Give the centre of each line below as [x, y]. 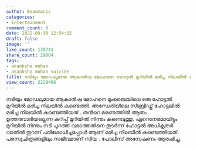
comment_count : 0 [27, 28]
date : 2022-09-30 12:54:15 [39, 33]
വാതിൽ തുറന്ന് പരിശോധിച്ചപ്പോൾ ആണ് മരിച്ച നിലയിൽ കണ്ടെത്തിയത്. [93, 132]
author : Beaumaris [28, 11]
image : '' [18, 45]
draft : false [22, 39]
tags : [13, 60]
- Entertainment [26, 22]
